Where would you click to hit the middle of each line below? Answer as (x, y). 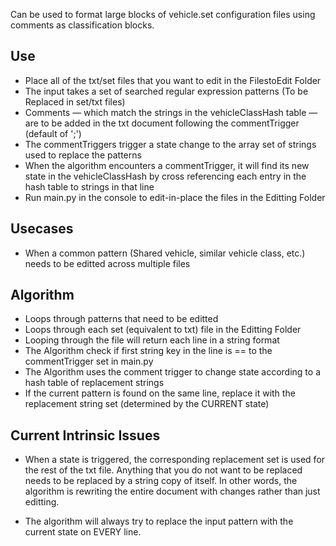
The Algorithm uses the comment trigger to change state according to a (173, 372)
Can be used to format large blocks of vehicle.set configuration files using (163, 14)
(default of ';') (53, 133)
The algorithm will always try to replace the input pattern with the (159, 521)
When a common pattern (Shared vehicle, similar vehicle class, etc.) (165, 253)
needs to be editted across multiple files (107, 263)
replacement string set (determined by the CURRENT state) (147, 404)
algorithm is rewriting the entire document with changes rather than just (172, 491)
